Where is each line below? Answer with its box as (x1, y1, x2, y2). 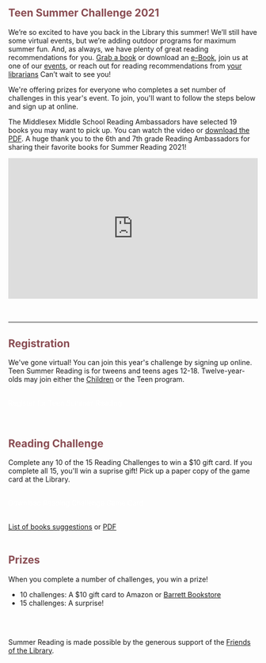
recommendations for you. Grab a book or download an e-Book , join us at (8, 52, 249, 62)
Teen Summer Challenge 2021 (8, 6, 160, 20)
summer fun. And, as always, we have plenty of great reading (8, 44, 209, 54)
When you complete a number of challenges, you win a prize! (8, 574, 208, 584)
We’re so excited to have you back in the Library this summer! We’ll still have (8, 27, 257, 36)
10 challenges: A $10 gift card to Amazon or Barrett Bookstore (19, 589, 222, 599)
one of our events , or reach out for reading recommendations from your (8, 61, 242, 70)
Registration (8, 337, 70, 350)
